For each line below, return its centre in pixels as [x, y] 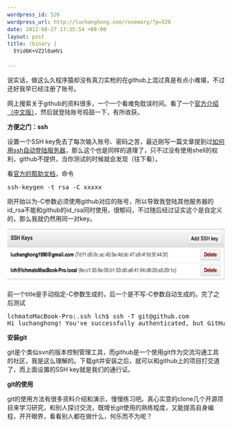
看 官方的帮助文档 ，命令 [40, 173]
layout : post [26, 37]
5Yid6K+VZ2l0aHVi [38, 51]
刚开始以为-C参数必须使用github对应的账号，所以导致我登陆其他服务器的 [110, 201]
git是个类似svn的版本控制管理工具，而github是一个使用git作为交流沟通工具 [113, 352]
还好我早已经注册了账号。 [43, 88]
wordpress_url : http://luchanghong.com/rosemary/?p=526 [89, 22]
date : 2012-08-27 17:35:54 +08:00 [57, 29]
